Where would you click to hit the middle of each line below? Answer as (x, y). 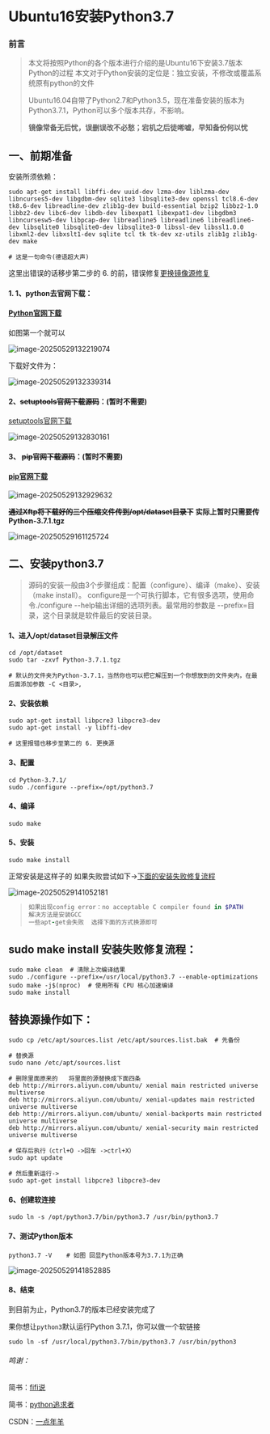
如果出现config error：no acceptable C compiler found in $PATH (136, 907)
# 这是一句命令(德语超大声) (49, 257)
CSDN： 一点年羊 (36, 1421)
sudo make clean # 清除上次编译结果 (67, 970)
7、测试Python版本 (41, 1236)
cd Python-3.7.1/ (38, 780)
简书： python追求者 (41, 1404)
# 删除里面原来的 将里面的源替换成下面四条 (75, 1079)
